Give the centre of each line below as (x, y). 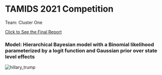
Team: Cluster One (24, 22)
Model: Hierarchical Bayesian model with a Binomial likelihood (80, 44)
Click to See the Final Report (33, 32)
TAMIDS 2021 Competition (59, 9)
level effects (20, 56)
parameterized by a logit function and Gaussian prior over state (81, 51)
